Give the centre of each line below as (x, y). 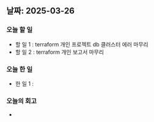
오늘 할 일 (19, 30)
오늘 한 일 (19, 69)
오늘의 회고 (22, 101)
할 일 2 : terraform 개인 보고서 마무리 (59, 52)
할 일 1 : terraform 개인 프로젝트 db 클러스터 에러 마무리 (82, 44)
